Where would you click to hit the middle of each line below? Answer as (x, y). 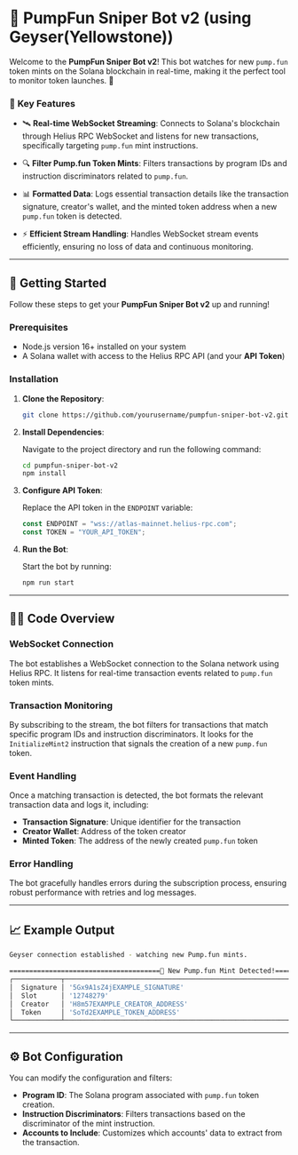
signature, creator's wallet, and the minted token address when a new (149, 207)
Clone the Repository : (63, 398)
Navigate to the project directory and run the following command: (141, 449)
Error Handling (41, 864)
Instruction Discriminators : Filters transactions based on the (133, 1114)
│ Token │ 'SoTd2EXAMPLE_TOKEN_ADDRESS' (94, 1012)
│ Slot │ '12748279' (59, 996)
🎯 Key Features (42, 103)
